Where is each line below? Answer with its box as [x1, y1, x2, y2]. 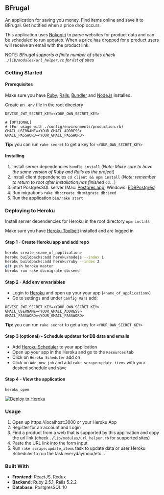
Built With [5, 463, 29, 469]
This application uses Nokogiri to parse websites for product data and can [5, 31, 155, 37]
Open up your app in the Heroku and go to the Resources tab [12, 349, 134, 355]
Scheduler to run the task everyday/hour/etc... [12, 450, 105, 456]
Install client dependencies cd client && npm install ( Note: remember [12, 174, 156, 180]
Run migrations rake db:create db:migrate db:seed [12, 190, 117, 196]
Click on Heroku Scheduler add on [12, 354, 81, 360]
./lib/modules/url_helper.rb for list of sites [5, 57, 94, 63]
